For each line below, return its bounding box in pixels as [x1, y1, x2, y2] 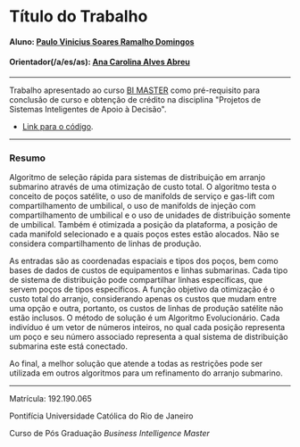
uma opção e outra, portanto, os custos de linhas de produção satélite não [9, 303, 284, 314]
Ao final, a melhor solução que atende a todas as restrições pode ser [9, 359, 263, 369]
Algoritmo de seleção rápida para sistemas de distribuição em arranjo [9, 172, 266, 183]
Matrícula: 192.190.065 [9, 393, 92, 404]
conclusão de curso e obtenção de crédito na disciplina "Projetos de [9, 94, 262, 104]
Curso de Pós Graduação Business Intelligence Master [9, 428, 210, 439]
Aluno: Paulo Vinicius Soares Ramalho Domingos [9, 36, 195, 46]
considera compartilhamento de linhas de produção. [9, 238, 203, 249]
